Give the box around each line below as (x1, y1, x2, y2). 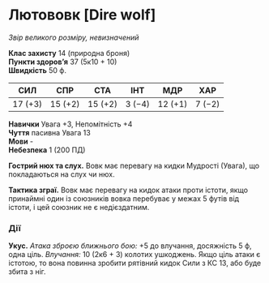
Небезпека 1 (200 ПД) (8, 144, 86, 155)
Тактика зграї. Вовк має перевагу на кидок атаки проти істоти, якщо (8, 185, 249, 195)
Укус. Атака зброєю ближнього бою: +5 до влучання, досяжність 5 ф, (8, 241, 253, 251)
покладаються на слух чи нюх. (8, 169, 115, 179)
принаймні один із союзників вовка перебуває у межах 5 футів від (8, 193, 240, 204)
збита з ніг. (8, 267, 46, 277)
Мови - (8, 136, 34, 146)
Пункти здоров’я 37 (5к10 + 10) (8, 57, 117, 66)
